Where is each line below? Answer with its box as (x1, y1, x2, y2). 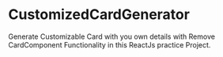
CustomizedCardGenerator (8, 6, 190, 24)
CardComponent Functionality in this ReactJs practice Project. (8, 40, 211, 49)
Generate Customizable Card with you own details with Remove (8, 32, 216, 41)
